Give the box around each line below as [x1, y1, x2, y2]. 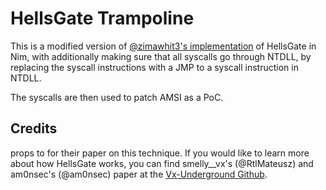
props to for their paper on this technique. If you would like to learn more [10, 147, 310, 159]
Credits [10, 120, 58, 137]
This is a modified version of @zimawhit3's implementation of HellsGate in [10, 40, 317, 52]
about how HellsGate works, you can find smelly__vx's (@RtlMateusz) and [10, 157, 314, 169]
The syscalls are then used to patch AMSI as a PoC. [10, 91, 224, 103]
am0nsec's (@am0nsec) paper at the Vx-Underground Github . [10, 168, 268, 180]
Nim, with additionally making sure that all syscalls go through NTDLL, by [10, 50, 312, 62]
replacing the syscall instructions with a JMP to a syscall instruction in [10, 61, 299, 73]
